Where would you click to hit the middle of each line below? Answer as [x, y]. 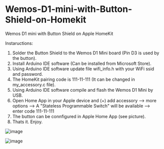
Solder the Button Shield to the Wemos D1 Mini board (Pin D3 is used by [86, 53]
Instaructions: [19, 43]
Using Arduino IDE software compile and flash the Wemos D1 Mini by [82, 90]
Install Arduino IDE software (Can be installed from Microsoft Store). [82, 63]
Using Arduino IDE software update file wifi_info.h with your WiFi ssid [83, 69]
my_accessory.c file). [34, 84]
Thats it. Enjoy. [28, 122]
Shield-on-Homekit [46, 20]
